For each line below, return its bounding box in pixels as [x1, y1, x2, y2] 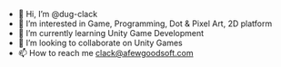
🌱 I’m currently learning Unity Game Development [17, 28, 205, 38]
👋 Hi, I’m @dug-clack [17, 9, 98, 19]
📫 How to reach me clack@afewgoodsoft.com [17, 48, 194, 58]
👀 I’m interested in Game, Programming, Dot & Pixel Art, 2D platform [17, 18, 273, 29]
